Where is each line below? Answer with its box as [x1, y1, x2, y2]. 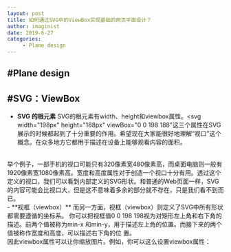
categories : [7, 36, 41, 43]
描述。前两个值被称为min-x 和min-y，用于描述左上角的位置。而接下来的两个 [7, 220, 222, 229]
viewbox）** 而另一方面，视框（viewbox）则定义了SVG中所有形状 [35, 203, 223, 211]
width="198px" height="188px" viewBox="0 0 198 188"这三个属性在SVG [16, 121, 221, 129]
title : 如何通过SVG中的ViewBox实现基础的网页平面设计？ [7, 17, 152, 23]
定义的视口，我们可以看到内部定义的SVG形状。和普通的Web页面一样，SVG [7, 177, 220, 186]
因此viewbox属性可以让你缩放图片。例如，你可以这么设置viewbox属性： [7, 238, 211, 246]
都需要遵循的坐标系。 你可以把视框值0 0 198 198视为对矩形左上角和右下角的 [7, 211, 222, 220]
